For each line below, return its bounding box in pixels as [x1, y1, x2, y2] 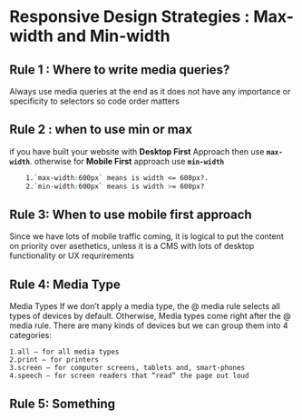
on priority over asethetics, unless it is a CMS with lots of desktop [9, 241, 255, 252]
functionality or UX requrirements [9, 250, 134, 261]
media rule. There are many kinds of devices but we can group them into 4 [9, 320, 288, 331]
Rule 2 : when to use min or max [9, 122, 193, 137]
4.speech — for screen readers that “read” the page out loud [9, 371, 249, 381]
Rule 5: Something [9, 395, 116, 411]
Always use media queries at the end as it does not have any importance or [9, 86, 291, 96]
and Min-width [56, 25, 170, 46]
